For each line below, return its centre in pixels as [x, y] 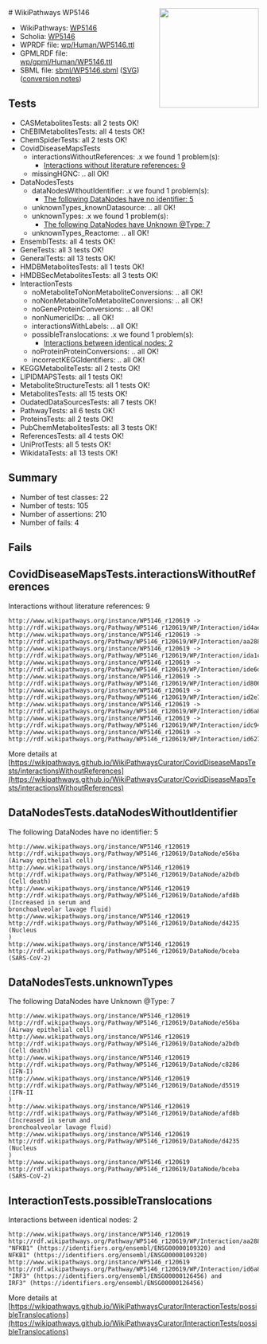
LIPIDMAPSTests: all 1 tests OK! [71, 377]
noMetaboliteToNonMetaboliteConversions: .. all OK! [117, 292]
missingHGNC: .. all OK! [70, 174]
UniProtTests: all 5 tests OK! [65, 444]
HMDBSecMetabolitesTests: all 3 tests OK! [89, 275]
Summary [33, 478]
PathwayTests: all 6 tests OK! [67, 410]
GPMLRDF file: [44, 53]
